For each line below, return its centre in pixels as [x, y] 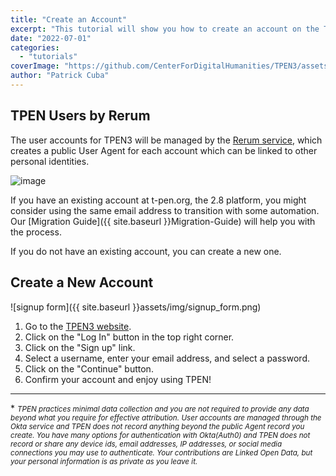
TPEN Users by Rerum [80, 116]
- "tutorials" [48, 57]
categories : [35, 47]
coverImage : [35, 66]
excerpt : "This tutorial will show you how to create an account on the [165, 29]
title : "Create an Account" [69, 19]
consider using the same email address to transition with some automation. [165, 210]
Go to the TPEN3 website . [78, 326]
